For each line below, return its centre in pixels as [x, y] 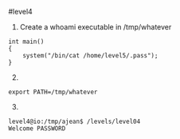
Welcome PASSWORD [37, 129]
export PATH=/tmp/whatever [53, 92]
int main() [26, 42]
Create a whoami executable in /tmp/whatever [96, 27]
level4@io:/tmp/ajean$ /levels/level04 [74, 121]
